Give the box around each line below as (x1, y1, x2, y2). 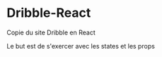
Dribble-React (6, 5, 91, 21)
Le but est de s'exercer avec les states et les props (6, 42, 155, 50)
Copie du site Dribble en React (6, 28, 96, 37)
